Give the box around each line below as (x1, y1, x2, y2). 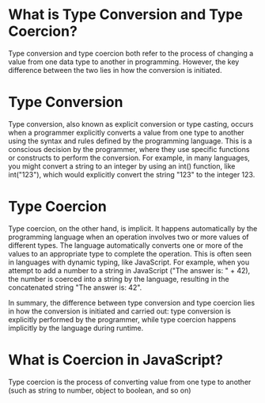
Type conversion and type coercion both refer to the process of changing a (8, 48, 254, 58)
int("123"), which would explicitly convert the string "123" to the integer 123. (8, 169, 256, 179)
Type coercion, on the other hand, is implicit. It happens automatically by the (8, 223, 258, 233)
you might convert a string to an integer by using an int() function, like (8, 161, 236, 171)
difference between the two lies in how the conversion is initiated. (8, 65, 222, 74)
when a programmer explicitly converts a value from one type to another (8, 127, 244, 137)
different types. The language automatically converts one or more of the (8, 240, 244, 250)
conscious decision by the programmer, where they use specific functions (8, 144, 250, 154)
